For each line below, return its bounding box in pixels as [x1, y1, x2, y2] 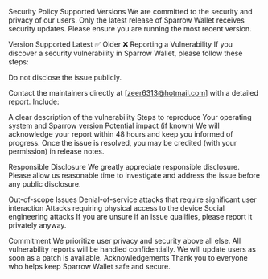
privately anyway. [8, 220, 67, 230]
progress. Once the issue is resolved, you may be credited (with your [8, 138, 237, 147]
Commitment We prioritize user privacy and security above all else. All [8, 236, 241, 245]
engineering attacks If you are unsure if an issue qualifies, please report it [8, 212, 253, 221]
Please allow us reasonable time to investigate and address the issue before [8, 170, 260, 180]
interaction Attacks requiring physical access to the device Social [8, 203, 225, 212]
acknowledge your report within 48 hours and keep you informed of [8, 129, 233, 139]
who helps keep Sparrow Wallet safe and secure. [8, 261, 171, 271]
